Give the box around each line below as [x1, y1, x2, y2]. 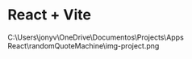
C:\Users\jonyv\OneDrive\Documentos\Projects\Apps [7, 32, 185, 42]
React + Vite [7, 6, 92, 24]
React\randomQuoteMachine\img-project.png [7, 40, 160, 50]
